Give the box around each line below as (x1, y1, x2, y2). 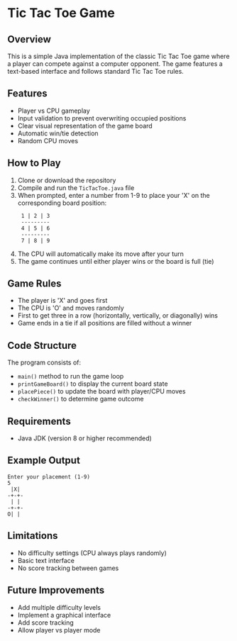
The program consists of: (7, 358, 82, 367)
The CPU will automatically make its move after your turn (17, 250, 184, 258)
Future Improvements (7, 584, 105, 596)
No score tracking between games (17, 564, 119, 572)
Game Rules (7, 278, 62, 290)
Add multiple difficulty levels (17, 603, 101, 611)
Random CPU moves (17, 136, 79, 145)
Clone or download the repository (17, 176, 116, 184)
